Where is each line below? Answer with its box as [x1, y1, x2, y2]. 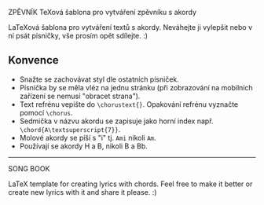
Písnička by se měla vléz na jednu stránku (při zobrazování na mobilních [19, 82, 253, 92]
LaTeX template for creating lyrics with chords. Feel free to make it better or [8, 179, 253, 189]
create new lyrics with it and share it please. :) [8, 187, 157, 196]
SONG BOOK [8, 163, 50, 173]
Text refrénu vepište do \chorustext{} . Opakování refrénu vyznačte [19, 99, 239, 109]
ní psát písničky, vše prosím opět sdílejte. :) [8, 31, 148, 40]
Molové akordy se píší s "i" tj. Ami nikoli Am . [19, 133, 157, 142]
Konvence [8, 53, 59, 67]
